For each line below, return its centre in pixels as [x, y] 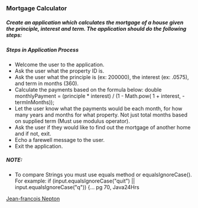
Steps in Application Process [42, 50]
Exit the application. [39, 147]
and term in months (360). [46, 83]
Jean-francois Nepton [33, 199]
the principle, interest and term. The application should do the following [96, 28]
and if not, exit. [33, 134]
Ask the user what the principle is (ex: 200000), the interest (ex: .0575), [102, 77]
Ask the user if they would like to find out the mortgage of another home [103, 128]
